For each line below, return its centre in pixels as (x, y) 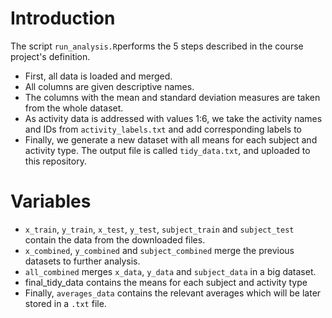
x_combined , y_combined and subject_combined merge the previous (159, 250)
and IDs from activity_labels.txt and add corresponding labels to (163, 129)
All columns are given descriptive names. (109, 86)
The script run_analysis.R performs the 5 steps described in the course (157, 46)
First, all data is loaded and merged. (98, 76)
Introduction (63, 18)
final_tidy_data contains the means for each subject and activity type (166, 282)
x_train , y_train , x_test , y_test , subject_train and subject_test (159, 229)
